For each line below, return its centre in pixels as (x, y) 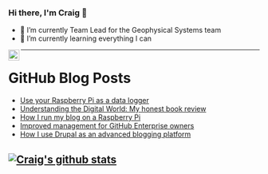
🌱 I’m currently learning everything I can (86, 38)
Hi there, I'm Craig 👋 (48, 13)
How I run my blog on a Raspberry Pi (80, 117)
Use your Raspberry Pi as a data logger (84, 101)
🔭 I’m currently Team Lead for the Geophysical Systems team (120, 30)
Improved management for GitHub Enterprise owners (107, 126)
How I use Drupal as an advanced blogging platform (105, 134)
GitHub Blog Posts (70, 78)
